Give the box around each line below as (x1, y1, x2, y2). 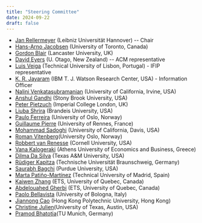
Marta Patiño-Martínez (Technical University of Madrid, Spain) (14, 172, 170, 179)
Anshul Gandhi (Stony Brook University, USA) (14, 94, 128, 102)
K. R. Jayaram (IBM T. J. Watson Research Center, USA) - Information (14, 75, 188, 82)
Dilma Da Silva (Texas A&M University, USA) (14, 152, 125, 160)
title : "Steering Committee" (6, 8, 80, 15)
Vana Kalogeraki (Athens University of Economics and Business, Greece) (14, 146, 197, 153)
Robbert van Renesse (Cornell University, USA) (14, 140, 132, 147)
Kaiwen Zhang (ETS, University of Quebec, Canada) (14, 178, 144, 185)
